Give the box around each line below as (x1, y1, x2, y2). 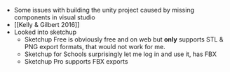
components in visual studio (13, 13, 96, 21)
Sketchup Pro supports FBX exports (24, 57, 128, 65)
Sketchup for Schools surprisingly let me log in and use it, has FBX (24, 50, 217, 58)
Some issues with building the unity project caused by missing (13, 6, 195, 14)
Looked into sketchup (13, 28, 77, 36)
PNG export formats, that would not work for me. (24, 43, 166, 51)
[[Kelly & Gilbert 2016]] (13, 21, 80, 28)
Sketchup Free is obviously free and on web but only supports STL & (24, 35, 224, 44)
